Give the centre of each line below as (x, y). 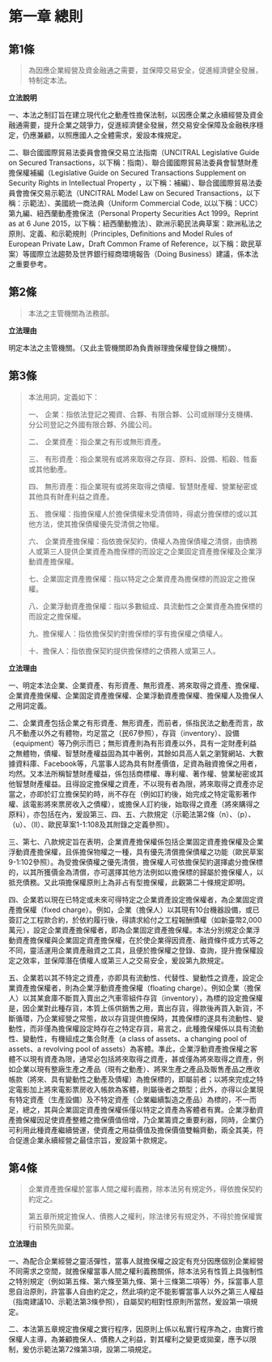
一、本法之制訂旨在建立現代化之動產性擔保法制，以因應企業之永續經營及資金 (136, 115)
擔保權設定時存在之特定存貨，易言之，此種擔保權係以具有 (153, 1028)
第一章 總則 (46, 17)
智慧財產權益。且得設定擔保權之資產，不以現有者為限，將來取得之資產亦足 (139, 784)
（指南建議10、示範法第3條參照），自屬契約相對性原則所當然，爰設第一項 (130, 1302)
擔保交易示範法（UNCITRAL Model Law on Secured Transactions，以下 (141, 193)
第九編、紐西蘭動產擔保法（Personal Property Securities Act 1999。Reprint (134, 213)
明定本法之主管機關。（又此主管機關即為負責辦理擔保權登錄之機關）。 (122, 348)
